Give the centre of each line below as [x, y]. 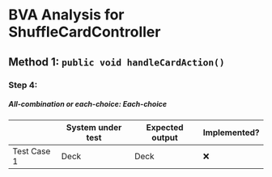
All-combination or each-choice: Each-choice [88, 104]
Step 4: [23, 85]
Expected [165, 128]
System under [94, 128]
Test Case [32, 151]
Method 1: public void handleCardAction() [117, 62]
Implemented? [231, 133]
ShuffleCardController [85, 32]
